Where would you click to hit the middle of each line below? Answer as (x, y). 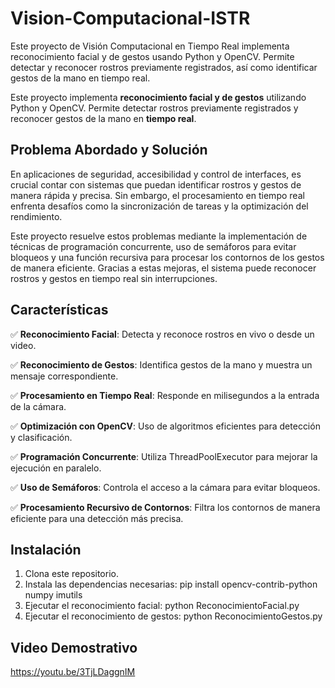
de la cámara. (38, 406)
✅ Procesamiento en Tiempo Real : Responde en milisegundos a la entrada (165, 395)
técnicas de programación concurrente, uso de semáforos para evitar (153, 246)
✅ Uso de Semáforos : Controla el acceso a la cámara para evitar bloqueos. (165, 487)
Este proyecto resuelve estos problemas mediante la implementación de (159, 236)
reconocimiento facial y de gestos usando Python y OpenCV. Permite (152, 56)
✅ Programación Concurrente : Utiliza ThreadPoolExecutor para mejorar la (164, 456)
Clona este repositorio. (71, 574)
